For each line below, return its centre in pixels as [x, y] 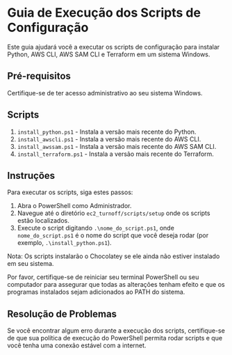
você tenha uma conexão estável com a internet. [77, 345]
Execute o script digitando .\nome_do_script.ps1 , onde [96, 228]
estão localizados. [43, 221]
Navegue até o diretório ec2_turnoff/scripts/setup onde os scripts [114, 213]
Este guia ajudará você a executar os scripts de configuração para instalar [114, 47]
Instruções [31, 175]
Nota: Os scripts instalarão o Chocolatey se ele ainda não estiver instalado [114, 256]
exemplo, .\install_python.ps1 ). [65, 243]
